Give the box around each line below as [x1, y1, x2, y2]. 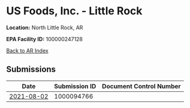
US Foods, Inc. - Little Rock [6, 4, 143, 18]
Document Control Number [101, 82, 181, 90]
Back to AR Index [6, 47, 49, 54]
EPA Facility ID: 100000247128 [6, 35, 83, 42]
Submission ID [53, 82, 96, 90]
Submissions [6, 64, 56, 75]
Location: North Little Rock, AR [6, 24, 83, 31]
